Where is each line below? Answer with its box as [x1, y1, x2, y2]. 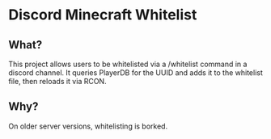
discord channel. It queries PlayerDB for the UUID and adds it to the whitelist [8, 68, 263, 78]
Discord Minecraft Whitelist [8, 6, 197, 24]
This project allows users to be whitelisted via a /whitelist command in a [8, 59, 248, 69]
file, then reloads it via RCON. [8, 77, 107, 86]
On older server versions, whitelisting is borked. [8, 121, 168, 131]
